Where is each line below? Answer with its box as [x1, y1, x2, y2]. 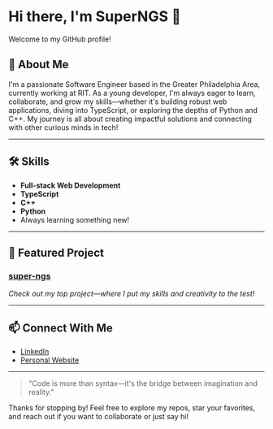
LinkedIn [19, 347, 50, 357]
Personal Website [19, 355, 80, 365]
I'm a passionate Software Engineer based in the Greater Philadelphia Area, [8, 79, 261, 89]
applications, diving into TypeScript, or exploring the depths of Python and [8, 105, 258, 115]
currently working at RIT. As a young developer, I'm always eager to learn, [8, 88, 256, 97]
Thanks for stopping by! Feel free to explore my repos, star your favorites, [8, 403, 256, 413]
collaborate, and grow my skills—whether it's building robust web [8, 97, 227, 106]
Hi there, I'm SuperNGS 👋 [8, 7, 181, 26]
